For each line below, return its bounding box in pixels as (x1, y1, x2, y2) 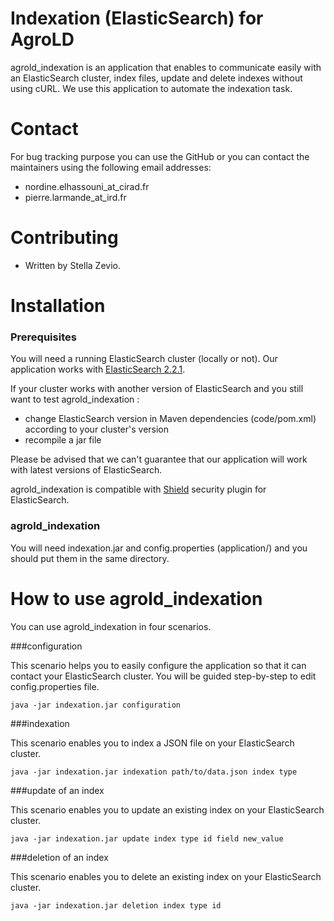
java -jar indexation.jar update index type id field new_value (10, 833, 284, 844)
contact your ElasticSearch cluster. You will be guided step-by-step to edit (10, 670, 317, 682)
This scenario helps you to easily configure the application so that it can (10, 659, 307, 671)
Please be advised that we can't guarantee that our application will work (10, 453, 308, 466)
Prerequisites (10, 330, 77, 344)
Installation (10, 295, 106, 317)
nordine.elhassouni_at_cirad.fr (24, 180, 150, 192)
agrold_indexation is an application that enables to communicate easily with (10, 61, 322, 73)
